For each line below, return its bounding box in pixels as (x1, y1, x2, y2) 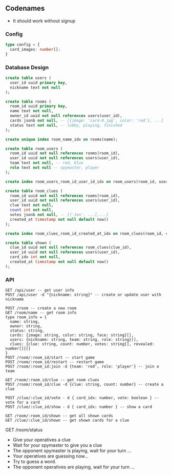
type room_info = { (5, 315, 47, 320)
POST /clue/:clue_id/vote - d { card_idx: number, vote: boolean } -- (5, 396, 159, 401)
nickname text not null (10, 85, 60, 90)
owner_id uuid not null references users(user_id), (10, 113, 123, 118)
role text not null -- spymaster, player (10, 165, 100, 171)
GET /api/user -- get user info (5, 288, 74, 293)
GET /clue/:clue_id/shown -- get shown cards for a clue (5, 418, 130, 423)
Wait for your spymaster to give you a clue (12, 442, 102, 448)
